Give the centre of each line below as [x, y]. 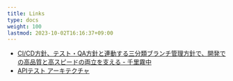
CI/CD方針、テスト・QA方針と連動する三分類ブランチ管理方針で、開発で [121, 53]
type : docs [23, 20]
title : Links [26, 13]
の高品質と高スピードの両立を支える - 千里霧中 [84, 62]
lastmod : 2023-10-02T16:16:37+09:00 [60, 33]
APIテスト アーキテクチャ [54, 71]
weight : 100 [24, 26]
